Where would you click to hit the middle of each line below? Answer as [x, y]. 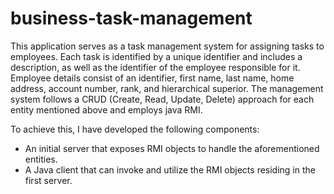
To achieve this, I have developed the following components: [135, 129]
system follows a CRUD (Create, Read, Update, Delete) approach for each [162, 99]
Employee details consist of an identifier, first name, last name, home [152, 78]
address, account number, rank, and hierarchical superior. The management [167, 88]
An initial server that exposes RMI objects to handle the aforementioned [172, 148]
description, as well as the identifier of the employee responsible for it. [155, 67]
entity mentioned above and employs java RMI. [106, 109]
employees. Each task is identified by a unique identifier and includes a [156, 56]
